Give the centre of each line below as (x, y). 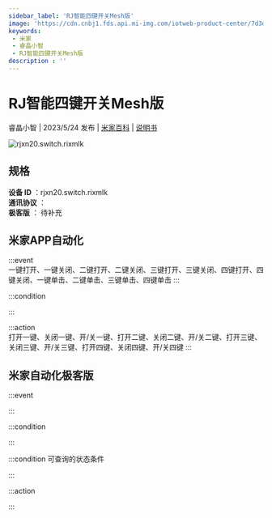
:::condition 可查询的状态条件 (57, 459)
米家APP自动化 (46, 241)
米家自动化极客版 (51, 375)
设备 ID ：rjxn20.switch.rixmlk (58, 192)
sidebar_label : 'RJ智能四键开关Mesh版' (71, 16)
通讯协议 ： (27, 202)
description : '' (38, 62)
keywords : (25, 31)
